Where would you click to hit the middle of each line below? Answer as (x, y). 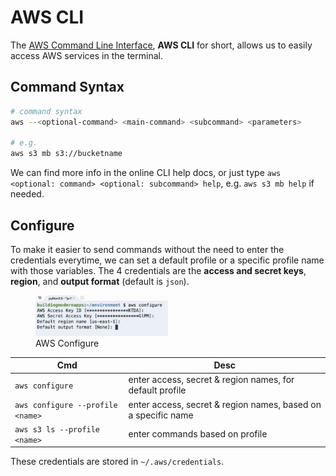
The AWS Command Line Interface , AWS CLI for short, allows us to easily (161, 45)
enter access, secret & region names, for (211, 380)
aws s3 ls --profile (57, 429)
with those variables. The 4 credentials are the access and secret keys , (158, 270)
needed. (27, 194)
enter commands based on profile (198, 434)
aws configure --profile (66, 405)
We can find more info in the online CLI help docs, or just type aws (146, 173)
